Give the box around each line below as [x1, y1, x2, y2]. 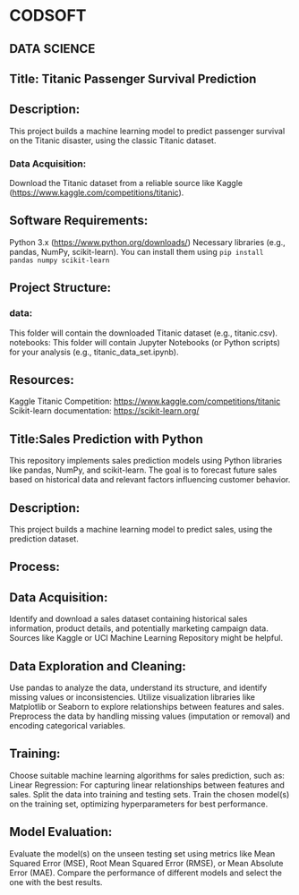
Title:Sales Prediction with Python [9, 431, 203, 447]
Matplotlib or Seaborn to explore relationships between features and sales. [9, 702, 285, 712]
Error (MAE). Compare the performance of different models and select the [9, 867, 282, 878]
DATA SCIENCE [9, 41, 96, 56]
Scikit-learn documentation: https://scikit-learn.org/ [9, 405, 200, 416]
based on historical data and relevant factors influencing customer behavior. [9, 474, 291, 485]
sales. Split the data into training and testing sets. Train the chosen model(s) [9, 788, 290, 799]
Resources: [9, 372, 74, 388]
